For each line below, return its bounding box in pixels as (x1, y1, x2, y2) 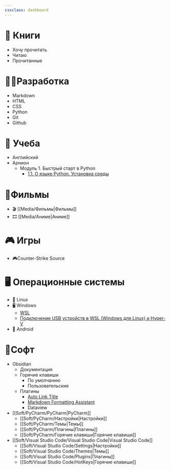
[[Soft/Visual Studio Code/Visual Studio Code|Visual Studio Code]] (12, 437, 153, 443)
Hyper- (150, 315, 166, 321)
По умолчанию (27, 377, 61, 383)
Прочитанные (12, 57, 42, 64)
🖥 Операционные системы (5, 276, 125, 288)
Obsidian (12, 361, 31, 367)
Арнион (12, 160, 29, 166)
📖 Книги (5, 29, 40, 41)
